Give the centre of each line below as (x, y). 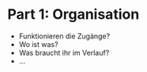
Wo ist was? (38, 44)
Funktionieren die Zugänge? (64, 36)
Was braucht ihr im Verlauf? (64, 52)
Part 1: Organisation (73, 14)
